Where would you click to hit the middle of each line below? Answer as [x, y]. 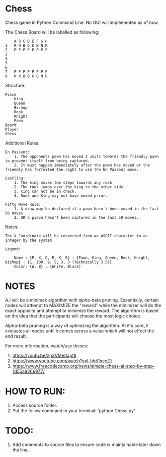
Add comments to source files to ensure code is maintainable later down [86, 445]
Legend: [13, 249]
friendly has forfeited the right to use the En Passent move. [72, 169]
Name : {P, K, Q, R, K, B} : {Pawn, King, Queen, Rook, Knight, [82, 258]
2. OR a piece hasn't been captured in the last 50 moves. [77, 217]
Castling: [15, 178]
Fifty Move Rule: [23, 204]
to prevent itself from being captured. [48, 161]
